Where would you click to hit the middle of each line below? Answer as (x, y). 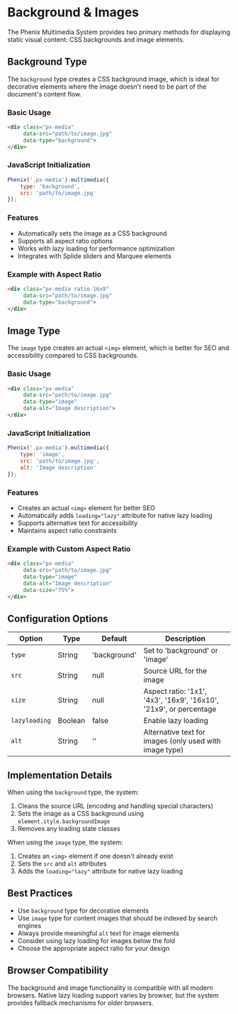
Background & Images (73, 12)
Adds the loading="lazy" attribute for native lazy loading (100, 871)
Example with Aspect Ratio (54, 274)
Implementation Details (60, 775)
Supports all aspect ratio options (65, 241)
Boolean (72, 721)
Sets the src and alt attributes (62, 864)
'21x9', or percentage (180, 709)
